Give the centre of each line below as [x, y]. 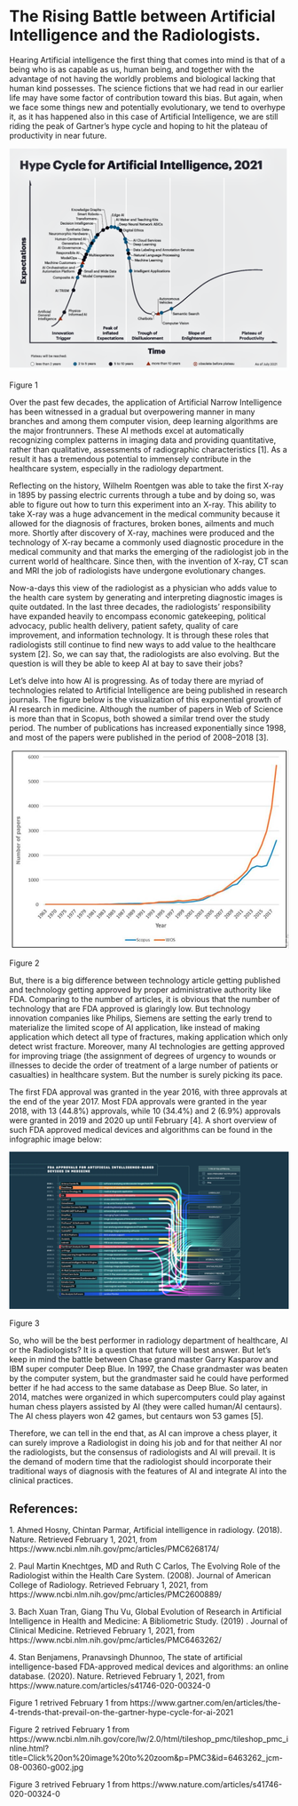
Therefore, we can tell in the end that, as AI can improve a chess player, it [143, 1433]
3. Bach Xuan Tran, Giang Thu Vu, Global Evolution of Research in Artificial [145, 1612]
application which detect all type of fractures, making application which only [149, 1037]
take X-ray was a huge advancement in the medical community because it [145, 514]
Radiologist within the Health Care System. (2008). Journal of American [140, 1576]
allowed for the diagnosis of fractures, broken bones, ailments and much [142, 523]
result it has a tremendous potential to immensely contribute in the [130, 459]
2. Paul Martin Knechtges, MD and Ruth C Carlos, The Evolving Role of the [145, 1566]
